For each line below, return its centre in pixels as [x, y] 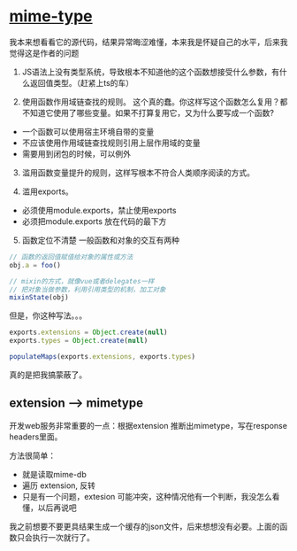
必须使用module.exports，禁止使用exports [99, 210]
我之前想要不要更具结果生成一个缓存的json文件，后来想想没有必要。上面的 [145, 526]
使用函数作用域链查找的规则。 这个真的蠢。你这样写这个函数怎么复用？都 [155, 101]
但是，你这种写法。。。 [48, 315]
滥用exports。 [47, 191]
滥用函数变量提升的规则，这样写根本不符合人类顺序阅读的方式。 [138, 172]
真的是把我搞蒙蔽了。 [48, 375]
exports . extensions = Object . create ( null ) [88, 333]
